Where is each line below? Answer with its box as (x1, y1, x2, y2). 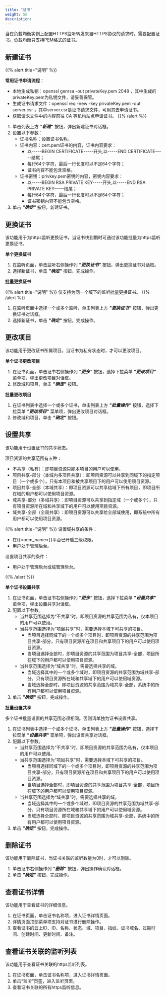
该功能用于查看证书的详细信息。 (5, 902, 70, 908)
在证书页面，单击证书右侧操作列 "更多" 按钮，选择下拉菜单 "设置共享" (12, 594, 156, 600)
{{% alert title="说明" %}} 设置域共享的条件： (5, 526, 98, 532)
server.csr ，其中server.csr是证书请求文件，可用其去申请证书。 (12, 107, 142, 113)
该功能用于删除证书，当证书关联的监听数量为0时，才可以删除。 (5, 855, 134, 861)
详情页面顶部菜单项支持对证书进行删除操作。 (12, 919, 104, 925)
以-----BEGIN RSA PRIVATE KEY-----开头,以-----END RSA (27, 179, 146, 185)
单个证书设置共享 (5, 584, 40, 590)
